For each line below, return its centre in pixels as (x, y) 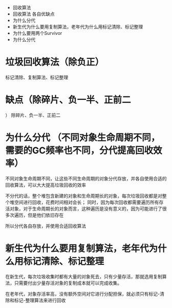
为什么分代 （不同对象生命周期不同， (83, 138)
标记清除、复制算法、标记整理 (37, 77)
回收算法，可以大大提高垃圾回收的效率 (46, 185)
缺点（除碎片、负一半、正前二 (68, 100)
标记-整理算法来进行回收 (40, 300)
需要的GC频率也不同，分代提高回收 (79, 151)
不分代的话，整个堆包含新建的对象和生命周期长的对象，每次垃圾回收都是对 (84, 196)
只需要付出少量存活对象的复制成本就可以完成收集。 (68, 283)
